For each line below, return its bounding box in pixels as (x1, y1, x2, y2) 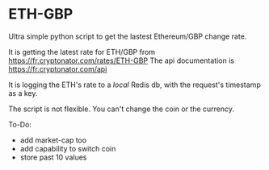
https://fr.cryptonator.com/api (8, 64, 107, 73)
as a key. (8, 88, 38, 97)
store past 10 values (19, 152, 87, 162)
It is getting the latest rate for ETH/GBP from (8, 47, 156, 56)
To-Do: (8, 119, 32, 129)
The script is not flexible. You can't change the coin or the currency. (8, 104, 235, 114)
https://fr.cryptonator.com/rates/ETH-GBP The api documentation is (8, 56, 234, 65)
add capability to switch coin (19, 143, 116, 153)
